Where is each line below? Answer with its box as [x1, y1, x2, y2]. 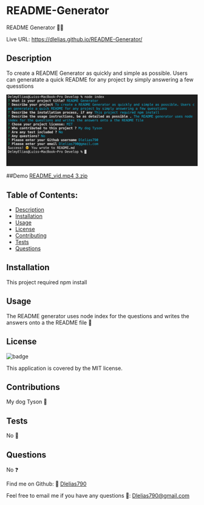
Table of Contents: [6, 190, 78, 200]
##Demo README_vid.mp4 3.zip [6, 172, 88, 179]
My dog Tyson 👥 [6, 398, 47, 405]
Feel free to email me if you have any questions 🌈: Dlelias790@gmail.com [6, 492, 190, 499]
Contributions [6, 381, 60, 392]
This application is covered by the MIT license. [6, 364, 123, 372]
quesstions [6, 82, 34, 89]
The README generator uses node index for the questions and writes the [6, 312, 189, 319]
